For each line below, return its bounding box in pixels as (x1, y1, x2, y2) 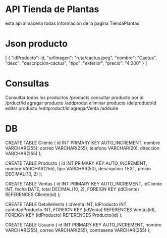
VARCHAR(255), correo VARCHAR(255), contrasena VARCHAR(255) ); (5, 227, 151, 233)
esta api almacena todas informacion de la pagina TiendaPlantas (5, 20, 140, 26)
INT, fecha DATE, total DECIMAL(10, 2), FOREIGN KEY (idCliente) (5, 186, 140, 192)
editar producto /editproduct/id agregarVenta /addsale (5, 105, 119, 111)
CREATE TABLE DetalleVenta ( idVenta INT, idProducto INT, (5, 201, 128, 207)
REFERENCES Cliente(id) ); (5, 191, 61, 198)
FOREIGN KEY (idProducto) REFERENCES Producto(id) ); (5, 212, 123, 218)
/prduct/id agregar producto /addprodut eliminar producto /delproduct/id (5, 100, 156, 106)
